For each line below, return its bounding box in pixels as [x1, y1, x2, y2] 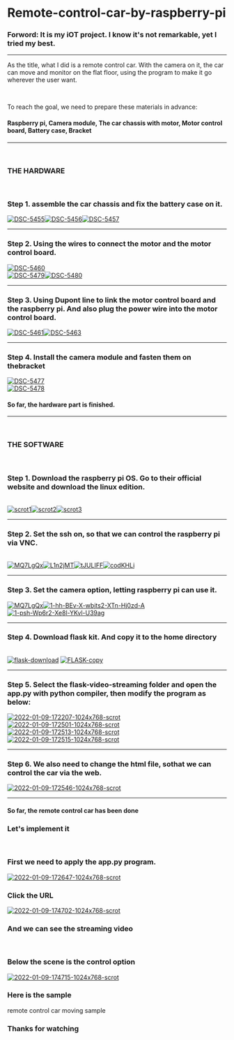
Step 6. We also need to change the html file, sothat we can [7, 759, 212, 769]
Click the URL [7, 891, 54, 900]
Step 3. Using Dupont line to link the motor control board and [7, 295, 216, 305]
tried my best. [7, 38, 56, 48]
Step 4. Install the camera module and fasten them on [7, 352, 192, 362]
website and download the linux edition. [7, 482, 146, 492]
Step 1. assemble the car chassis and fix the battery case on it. [7, 199, 223, 209]
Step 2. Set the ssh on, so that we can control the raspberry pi [7, 529, 221, 539]
